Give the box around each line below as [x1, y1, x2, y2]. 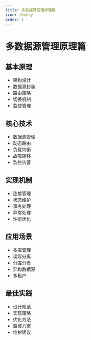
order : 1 [5, 17, 24, 22]
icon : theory [5, 12, 33, 17]
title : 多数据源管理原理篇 [5, 7, 56, 13]
